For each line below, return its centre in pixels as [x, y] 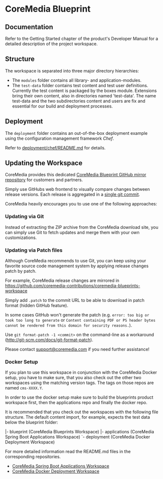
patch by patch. [21, 271]
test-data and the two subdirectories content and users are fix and [79, 101]
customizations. [21, 238]
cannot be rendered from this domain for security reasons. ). [69, 325]
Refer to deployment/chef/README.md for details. [55, 147]
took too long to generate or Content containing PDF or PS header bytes [80, 320]
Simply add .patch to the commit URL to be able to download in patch [75, 300]
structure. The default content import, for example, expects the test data [78, 417]
